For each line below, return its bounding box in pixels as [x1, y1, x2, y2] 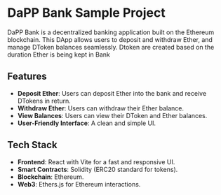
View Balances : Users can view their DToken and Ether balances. [17, 111, 208, 120]
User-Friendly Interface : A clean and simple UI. [17, 119, 156, 127]
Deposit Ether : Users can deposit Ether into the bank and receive [17, 89, 207, 97]
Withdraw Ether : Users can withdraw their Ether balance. [17, 103, 185, 113]
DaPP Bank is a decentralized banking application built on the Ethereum [7, 28, 215, 36]
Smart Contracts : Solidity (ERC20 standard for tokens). [17, 165, 178, 173]
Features [7, 71, 47, 82]
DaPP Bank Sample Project [7, 5, 166, 21]
